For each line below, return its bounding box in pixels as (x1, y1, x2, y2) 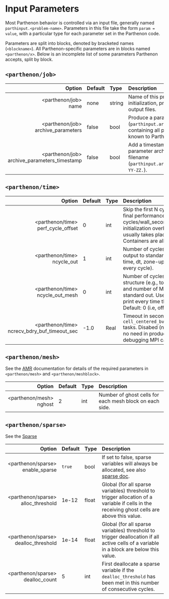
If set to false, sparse (102, 454, 152, 461)
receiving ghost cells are (102, 506, 160, 513)
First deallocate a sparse (102, 561, 160, 568)
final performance (123, 212, 165, 219)
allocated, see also (102, 466, 146, 473)
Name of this (128, 93, 158, 100)
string (110, 99, 124, 106)
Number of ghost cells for (99, 392, 159, 399)
